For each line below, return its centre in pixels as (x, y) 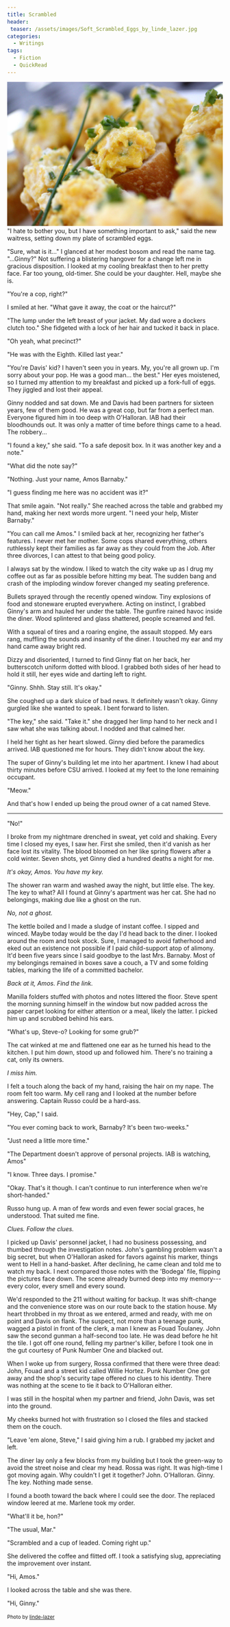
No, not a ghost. (30, 913)
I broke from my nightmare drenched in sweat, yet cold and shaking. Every (112, 836)
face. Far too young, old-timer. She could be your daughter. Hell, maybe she (114, 273)
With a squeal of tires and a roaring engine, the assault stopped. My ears (110, 632)
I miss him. (22, 1073)
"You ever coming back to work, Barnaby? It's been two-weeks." (98, 1127)
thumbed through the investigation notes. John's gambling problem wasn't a (115, 1249)
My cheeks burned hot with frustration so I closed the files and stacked (107, 1419)
